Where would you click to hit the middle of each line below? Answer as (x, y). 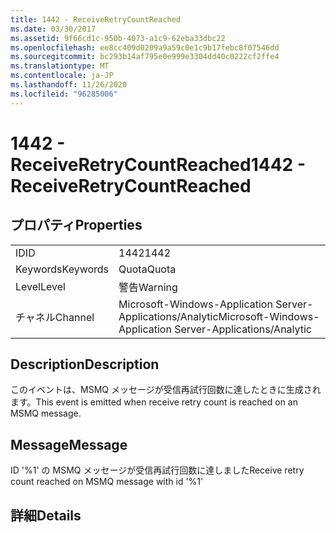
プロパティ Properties (76, 225)
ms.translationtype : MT (60, 66)
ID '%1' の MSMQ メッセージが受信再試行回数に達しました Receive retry (157, 470)
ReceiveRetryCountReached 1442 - (158, 164)
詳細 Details (46, 515)
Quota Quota (147, 269)
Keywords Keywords (62, 269)
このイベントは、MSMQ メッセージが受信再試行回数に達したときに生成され (166, 390)
